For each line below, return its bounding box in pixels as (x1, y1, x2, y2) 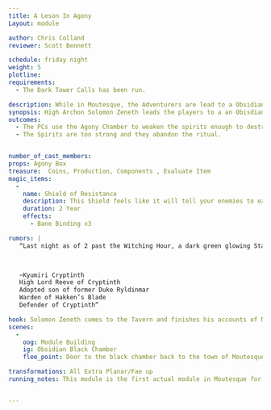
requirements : (8, 78, 56, 86)
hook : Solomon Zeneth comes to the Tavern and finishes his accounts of (8, 316, 258, 324)
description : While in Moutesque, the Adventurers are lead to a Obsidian (8, 100, 265, 109)
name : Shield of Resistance (23, 190, 117, 198)
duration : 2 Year (23, 205, 81, 213)
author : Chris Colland (8, 34, 85, 42)
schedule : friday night (8, 56, 89, 65)
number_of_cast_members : (8, 153, 92, 161)
